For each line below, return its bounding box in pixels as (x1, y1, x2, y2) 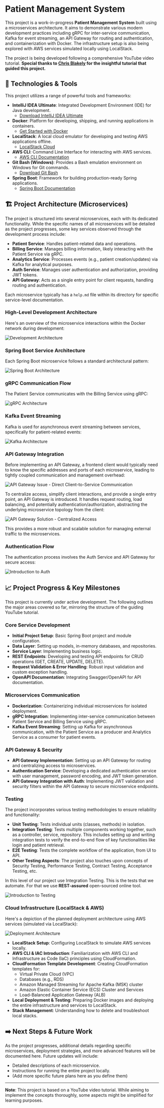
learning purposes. (5, 1097, 43, 1104)
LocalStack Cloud (19, 143, 55, 150)
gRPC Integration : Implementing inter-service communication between (12, 713, 155, 719)
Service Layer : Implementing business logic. (12, 648, 102, 654)
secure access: (5, 559, 36, 565)
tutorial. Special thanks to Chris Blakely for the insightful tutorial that (5, 60, 146, 66)
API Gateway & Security (5, 746, 62, 753)
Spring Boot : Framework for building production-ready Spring (12, 175, 137, 181)
